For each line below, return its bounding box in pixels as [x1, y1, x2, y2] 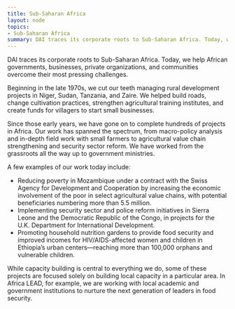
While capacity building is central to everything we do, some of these [7, 264, 207, 273]
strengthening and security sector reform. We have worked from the [7, 142, 204, 150]
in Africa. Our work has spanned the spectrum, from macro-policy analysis [7, 127, 222, 136]
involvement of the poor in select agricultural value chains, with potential [17, 192, 227, 200]
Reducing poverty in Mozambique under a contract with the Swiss [17, 176, 208, 185]
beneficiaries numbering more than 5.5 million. [17, 199, 152, 207]
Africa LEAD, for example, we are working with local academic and [7, 279, 199, 287]
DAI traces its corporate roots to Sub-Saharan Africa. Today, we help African [7, 55, 228, 64]
